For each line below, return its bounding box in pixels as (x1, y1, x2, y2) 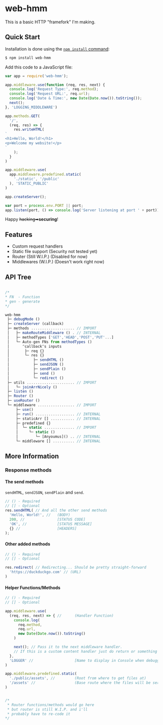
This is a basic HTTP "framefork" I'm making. (5, 19, 96, 25)
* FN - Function (5, 294, 40, 299)
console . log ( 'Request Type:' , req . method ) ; (9, 87, 98, 92)
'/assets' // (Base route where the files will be (9, 680, 151, 685)
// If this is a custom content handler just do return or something (14, 649, 158, 654)
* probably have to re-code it (7, 711, 70, 716)
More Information (5, 452, 59, 460)
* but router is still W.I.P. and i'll (7, 707, 88, 712)
